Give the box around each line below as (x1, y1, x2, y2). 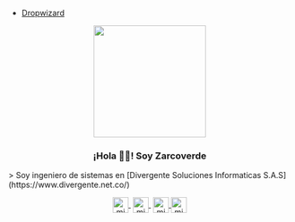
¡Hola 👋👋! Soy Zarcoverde (92, 149, 207, 162)
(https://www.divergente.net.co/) (8, 179, 131, 191)
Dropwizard (21, 8, 65, 18)
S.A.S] (263, 170, 287, 181)
